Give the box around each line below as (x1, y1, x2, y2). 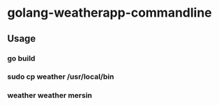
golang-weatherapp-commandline (7, 5, 213, 21)
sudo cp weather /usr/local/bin (7, 72, 114, 81)
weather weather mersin (7, 90, 93, 100)
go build (7, 54, 36, 63)
